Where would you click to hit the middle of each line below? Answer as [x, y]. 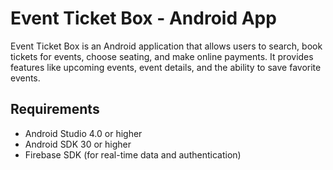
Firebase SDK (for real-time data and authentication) [133, 154]
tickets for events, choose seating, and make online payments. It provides [162, 56]
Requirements [55, 109]
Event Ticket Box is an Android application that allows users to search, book [166, 46]
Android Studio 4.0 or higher [83, 133]
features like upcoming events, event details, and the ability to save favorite [166, 67]
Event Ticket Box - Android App [143, 18]
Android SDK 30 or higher [78, 144]
